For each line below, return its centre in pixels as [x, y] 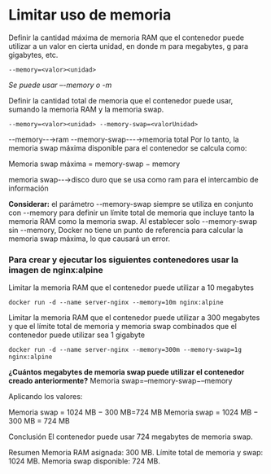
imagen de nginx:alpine [56, 270]
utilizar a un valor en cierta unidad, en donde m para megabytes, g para [129, 46]
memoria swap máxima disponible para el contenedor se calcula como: [128, 147]
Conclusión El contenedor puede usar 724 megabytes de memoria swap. [131, 437]
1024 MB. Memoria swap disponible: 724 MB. [85, 461]
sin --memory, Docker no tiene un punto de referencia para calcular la [126, 230]
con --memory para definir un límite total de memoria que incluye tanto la [131, 213]
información [28, 188]
